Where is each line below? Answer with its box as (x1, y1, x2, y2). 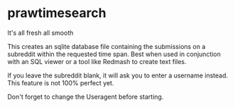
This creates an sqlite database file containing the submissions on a (7, 42, 206, 50)
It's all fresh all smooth (7, 28, 74, 37)
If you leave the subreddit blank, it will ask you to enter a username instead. (7, 71, 229, 80)
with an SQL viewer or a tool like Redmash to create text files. (7, 57, 187, 65)
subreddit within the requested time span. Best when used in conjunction (7, 50, 222, 58)
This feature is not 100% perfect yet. (7, 78, 114, 87)
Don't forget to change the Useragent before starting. (7, 92, 164, 101)
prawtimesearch (7, 5, 106, 21)
